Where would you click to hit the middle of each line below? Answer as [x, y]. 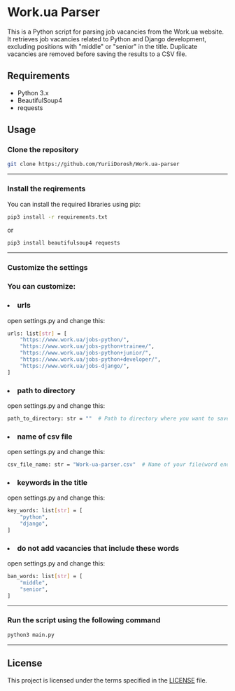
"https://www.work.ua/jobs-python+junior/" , [86, 353]
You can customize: [42, 287]
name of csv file [45, 437]
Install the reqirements [47, 189]
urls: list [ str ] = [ [37, 334]
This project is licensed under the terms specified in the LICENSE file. [107, 680]
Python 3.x [33, 93]
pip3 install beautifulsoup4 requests [64, 243]
